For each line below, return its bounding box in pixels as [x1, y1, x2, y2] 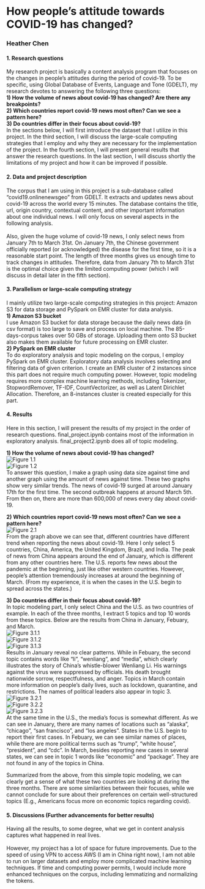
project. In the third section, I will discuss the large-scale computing [6, 133, 177, 140]
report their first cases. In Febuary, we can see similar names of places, [6, 733, 187, 741]
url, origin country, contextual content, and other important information [6, 206, 185, 214]
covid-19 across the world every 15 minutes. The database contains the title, [6, 200, 199, 207]
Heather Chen [6, 39, 49, 48]
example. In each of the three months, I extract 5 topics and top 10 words [6, 610, 191, 617]
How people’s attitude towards [6, 4, 165, 18]
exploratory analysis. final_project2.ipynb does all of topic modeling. [6, 437, 179, 445]
